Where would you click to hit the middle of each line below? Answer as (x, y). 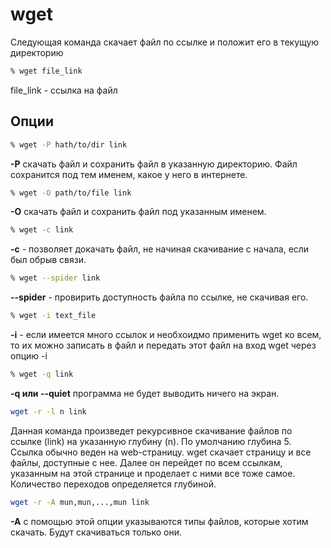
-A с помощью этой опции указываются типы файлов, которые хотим (159, 521)
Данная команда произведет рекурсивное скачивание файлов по (151, 430)
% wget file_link (46, 71)
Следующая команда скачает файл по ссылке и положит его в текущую (165, 42)
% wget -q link (42, 374)
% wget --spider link (55, 278)
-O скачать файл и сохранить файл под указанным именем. (138, 212)
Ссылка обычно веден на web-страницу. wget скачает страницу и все (161, 452)
